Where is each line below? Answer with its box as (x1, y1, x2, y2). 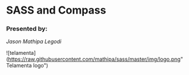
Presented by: (6, 25, 48, 33)
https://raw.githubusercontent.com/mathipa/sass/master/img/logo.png (8, 56, 181, 63)
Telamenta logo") (6, 62, 49, 69)
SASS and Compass (6, 4, 106, 17)
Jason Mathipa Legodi (6, 38, 62, 45)
